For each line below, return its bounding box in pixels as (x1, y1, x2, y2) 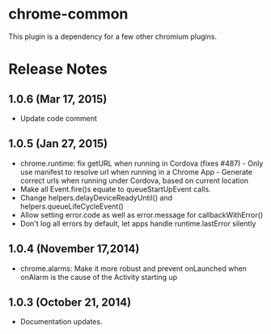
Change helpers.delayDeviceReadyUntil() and (19, 192, 172, 202)
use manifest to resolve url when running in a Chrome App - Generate (19, 167, 253, 176)
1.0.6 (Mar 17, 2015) (8, 92, 108, 106)
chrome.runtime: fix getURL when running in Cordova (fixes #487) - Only (19, 159, 264, 168)
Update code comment (19, 113, 97, 123)
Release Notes (8, 60, 108, 78)
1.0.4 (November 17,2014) (8, 242, 140, 256)
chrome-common (8, 5, 129, 23)
